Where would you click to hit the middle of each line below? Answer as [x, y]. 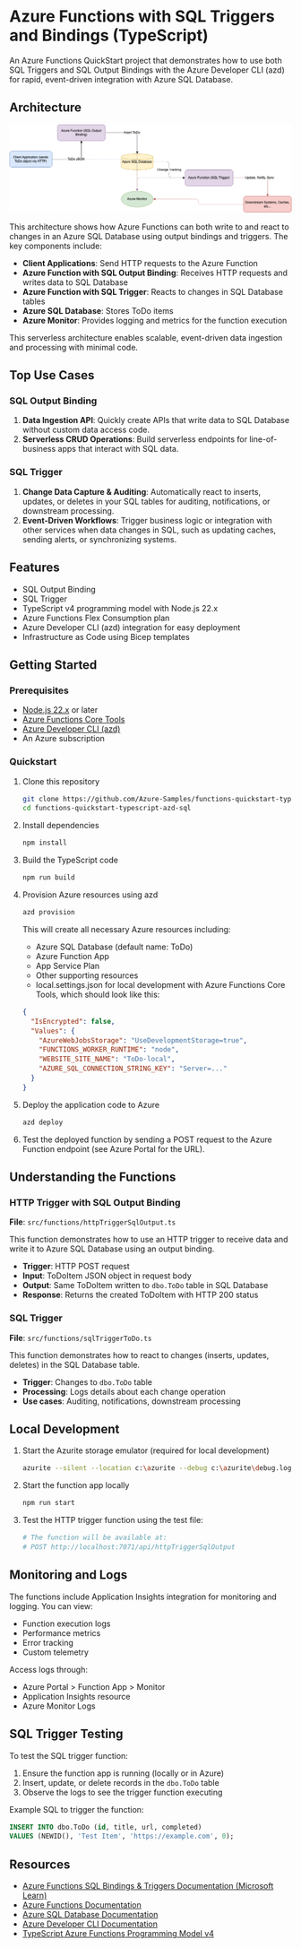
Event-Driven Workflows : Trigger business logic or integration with [147, 520]
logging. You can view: [52, 1606]
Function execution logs [66, 1623]
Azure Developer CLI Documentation [90, 1924]
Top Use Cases [52, 375]
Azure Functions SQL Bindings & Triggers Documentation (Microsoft [148, 1886]
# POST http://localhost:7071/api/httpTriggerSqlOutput [129, 1547]
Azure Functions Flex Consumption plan [96, 618]
